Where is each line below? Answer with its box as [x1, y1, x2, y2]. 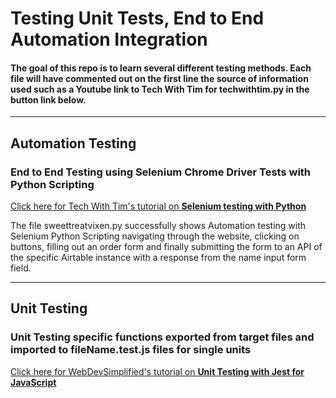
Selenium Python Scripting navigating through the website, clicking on [10, 230, 300, 242]
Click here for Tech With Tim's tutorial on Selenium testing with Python [10, 200, 307, 212]
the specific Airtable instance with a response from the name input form [10, 252, 307, 264]
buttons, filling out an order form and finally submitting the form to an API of [10, 241, 323, 253]
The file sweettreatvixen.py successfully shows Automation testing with [10, 220, 307, 232]
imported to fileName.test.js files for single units [10, 343, 252, 357]
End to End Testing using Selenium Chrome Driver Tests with [10, 165, 312, 179]
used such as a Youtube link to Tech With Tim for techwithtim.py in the [10, 83, 310, 95]
